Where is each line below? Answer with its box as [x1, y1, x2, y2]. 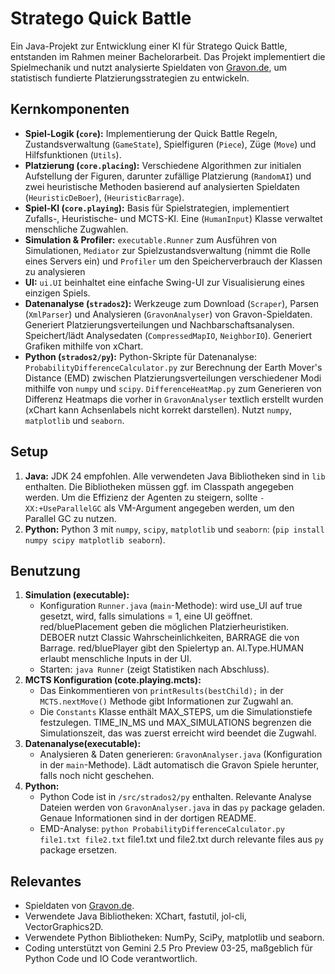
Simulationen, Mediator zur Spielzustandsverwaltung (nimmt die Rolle [24, 244, 311, 256]
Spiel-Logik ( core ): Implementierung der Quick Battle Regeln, [24, 127, 278, 139]
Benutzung [10, 562, 81, 579]
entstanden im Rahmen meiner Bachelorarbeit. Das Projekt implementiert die [10, 50, 326, 62]
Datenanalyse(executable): [24, 738, 142, 750]
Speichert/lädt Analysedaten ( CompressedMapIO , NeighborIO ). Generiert [24, 329, 313, 341]
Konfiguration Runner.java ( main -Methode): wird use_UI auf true [39, 600, 303, 612]
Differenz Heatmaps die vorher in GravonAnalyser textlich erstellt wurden [24, 393, 324, 405]
